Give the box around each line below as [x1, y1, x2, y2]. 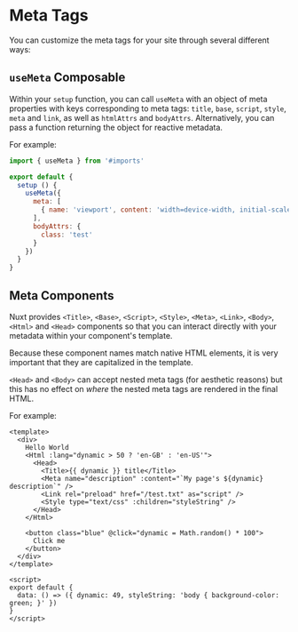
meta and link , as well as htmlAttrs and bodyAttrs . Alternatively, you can [9, 112, 275, 123]
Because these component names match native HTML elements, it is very [9, 348, 278, 358]
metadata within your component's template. [9, 330, 173, 340]
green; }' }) [9, 598, 58, 607]
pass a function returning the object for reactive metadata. [9, 122, 223, 132]
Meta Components [9, 288, 114, 303]
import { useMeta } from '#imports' [9, 156, 145, 165]
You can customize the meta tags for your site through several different [9, 35, 270, 45]
